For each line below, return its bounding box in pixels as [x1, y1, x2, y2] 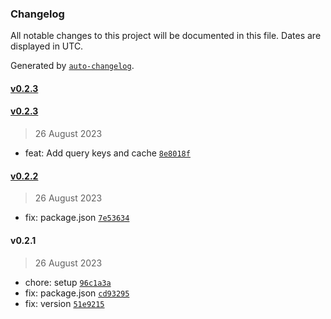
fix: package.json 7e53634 [24, 212, 130, 224]
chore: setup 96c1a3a [24, 276, 112, 288]
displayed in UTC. [10, 40, 84, 52]
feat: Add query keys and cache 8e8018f [24, 147, 191, 159]
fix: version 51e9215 [24, 297, 105, 309]
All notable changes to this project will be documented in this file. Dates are [10, 30, 322, 42]
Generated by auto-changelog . [10, 60, 135, 72]
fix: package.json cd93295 [24, 287, 130, 299]
